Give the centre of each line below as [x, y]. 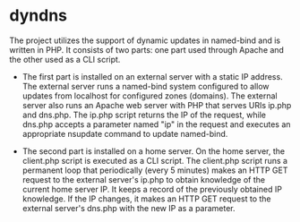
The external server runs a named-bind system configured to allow [146, 86]
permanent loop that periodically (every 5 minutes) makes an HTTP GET [155, 170]
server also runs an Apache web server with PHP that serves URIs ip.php [157, 105]
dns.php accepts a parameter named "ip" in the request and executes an [156, 124]
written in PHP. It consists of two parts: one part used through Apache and [147, 49]
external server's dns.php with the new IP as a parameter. [129, 208]
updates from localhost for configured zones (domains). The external [150, 96]
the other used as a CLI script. [65, 59]
